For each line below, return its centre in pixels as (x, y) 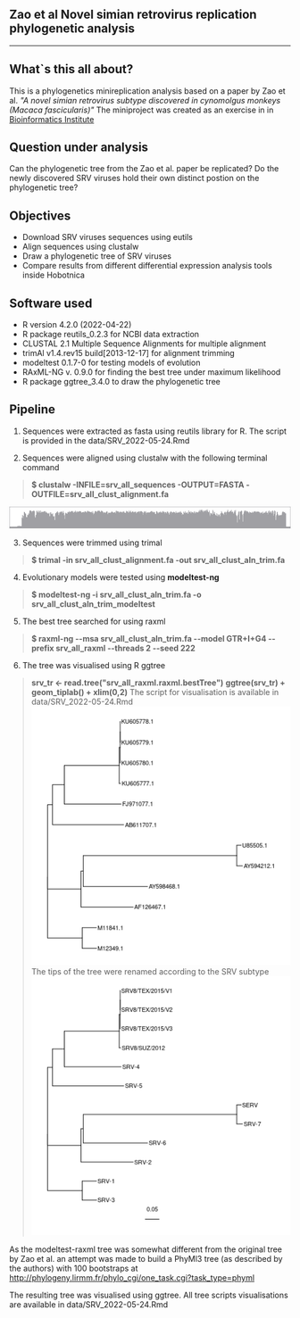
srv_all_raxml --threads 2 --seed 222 (125, 648)
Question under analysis (79, 148)
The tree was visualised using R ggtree (94, 665)
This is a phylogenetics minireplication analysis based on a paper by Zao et (147, 91)
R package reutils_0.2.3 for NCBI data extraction (110, 335)
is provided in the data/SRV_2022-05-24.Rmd (106, 440)
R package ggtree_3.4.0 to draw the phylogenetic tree (121, 382)
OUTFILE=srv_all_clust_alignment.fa (100, 493)
